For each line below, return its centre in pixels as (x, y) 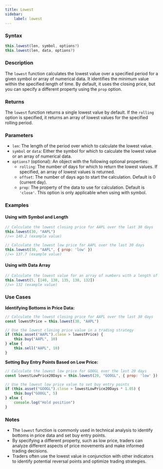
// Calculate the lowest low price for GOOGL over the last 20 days (76, 371)
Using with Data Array (28, 265)
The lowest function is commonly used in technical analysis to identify (82, 430)
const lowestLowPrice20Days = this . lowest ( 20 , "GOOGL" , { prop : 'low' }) (81, 376)
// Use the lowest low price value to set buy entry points (67, 384)
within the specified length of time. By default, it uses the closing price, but (80, 84)
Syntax (14, 36)
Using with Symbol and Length (37, 217)
